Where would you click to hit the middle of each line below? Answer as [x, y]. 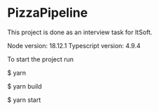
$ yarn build [25, 86]
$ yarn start [24, 100]
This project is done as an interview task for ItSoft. [80, 32]
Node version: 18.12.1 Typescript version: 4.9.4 [74, 45]
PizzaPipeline [48, 13]
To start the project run [41, 59]
